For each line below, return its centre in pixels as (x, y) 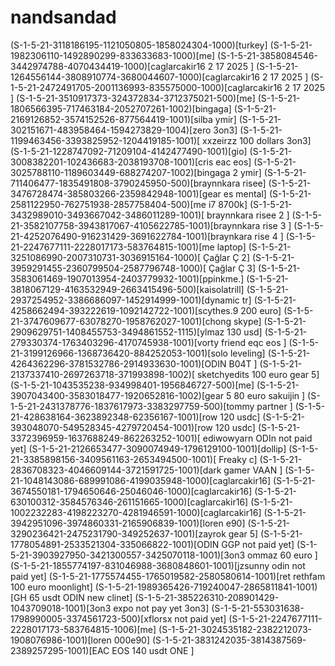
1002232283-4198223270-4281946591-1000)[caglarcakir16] (136, 512)
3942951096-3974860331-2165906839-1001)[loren (117, 523)
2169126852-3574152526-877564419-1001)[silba (111, 119)
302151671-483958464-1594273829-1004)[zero (111, 130)
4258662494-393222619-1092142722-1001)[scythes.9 (124, 310)
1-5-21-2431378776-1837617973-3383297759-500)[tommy (132, 406)
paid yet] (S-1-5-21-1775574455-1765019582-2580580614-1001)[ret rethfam (168, 576)
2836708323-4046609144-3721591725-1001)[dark (116, 470)
